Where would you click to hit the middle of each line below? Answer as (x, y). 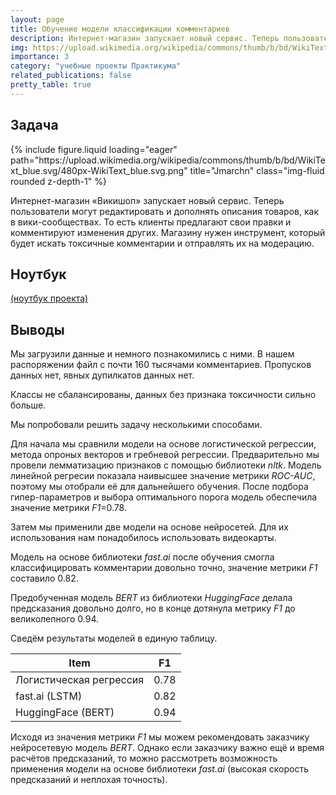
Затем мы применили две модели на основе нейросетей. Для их (149, 527)
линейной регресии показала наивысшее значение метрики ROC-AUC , (163, 476)
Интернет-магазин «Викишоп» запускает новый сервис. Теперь (147, 200)
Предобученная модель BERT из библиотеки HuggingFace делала (151, 598)
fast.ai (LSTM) (49, 696)
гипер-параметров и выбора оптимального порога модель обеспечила (164, 497)
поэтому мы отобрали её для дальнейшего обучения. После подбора (159, 487)
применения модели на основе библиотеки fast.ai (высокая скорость (159, 769)
